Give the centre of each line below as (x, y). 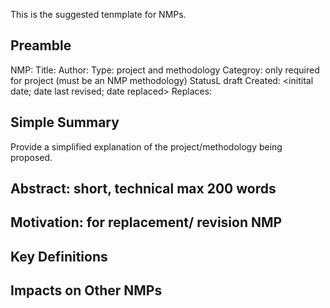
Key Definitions (59, 256)
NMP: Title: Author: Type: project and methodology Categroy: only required (165, 70)
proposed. (31, 157)
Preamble (41, 45)
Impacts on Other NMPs (86, 290)
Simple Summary (65, 122)
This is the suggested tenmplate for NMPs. (98, 14)
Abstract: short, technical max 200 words (143, 189)
